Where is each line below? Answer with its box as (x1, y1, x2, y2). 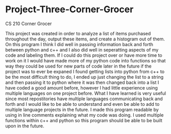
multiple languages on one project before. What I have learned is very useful (5, 90, 166, 96)
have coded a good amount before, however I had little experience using (5, 84, 158, 91)
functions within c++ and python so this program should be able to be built (5, 117, 162, 123)
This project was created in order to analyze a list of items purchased (5, 30, 151, 36)
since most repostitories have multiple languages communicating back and (5, 96, 163, 102)
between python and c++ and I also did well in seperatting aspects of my (5, 47, 159, 53)
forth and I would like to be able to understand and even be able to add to (5, 101, 160, 107)
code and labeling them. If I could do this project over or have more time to (5, 52, 162, 58)
